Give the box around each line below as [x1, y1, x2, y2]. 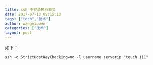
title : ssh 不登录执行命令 [5, 7, 56, 12]
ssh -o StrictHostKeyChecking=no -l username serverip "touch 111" [5, 55, 149, 60]
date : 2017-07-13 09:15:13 [5, 12, 61, 17]
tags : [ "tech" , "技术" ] [5, 16, 51, 21]
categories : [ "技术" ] [5, 26, 49, 31]
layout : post [5, 30, 32, 35]
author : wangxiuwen [5, 21, 46, 26]
